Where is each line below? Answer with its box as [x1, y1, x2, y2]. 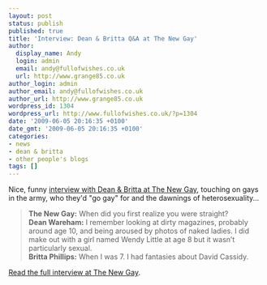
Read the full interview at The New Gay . [8, 268, 140, 278]
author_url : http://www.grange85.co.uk [8, 95, 144, 103]
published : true [8, 27, 63, 35]
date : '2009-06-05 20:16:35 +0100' [8, 117, 129, 125]
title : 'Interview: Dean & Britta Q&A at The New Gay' [8, 34, 198, 43]
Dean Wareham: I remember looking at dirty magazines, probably [28, 218, 249, 228]
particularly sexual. [28, 244, 93, 253]
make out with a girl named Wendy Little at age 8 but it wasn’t [28, 235, 235, 245]
